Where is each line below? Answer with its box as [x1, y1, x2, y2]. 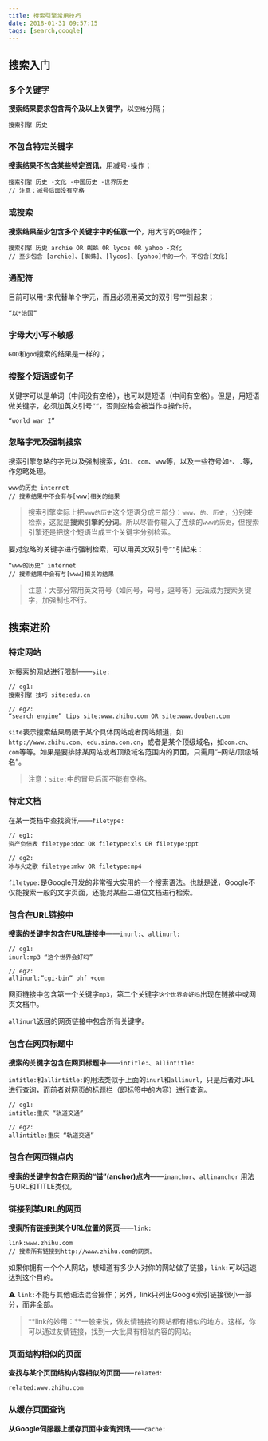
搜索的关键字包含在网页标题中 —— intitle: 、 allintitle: [8, 1058, 195, 1068]
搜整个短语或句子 [8, 371, 74, 382]
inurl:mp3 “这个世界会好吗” [8, 953, 93, 961]
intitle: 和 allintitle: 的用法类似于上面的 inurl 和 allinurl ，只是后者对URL [8, 1075, 255, 1085]
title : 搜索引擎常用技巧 [8, 11, 81, 20]
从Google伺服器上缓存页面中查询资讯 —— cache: [8, 1423, 166, 1433]
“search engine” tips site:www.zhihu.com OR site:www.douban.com [8, 712, 230, 720]
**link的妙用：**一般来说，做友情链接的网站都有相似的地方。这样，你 [27, 1316, 257, 1327]
